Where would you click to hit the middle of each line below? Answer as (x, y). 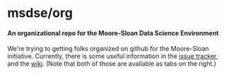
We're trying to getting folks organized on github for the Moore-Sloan (108, 49)
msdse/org (40, 13)
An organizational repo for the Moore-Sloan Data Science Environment (113, 33)
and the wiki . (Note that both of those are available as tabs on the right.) (112, 64)
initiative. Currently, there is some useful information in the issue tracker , (113, 56)
